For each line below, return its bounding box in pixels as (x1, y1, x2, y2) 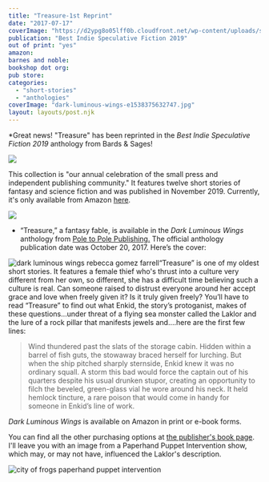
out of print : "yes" (8, 42, 78, 50)
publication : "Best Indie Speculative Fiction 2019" (8, 34, 188, 42)
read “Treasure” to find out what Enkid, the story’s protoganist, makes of (8, 301, 247, 310)
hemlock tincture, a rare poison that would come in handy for (27, 393, 230, 402)
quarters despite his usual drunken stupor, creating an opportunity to (27, 376, 256, 385)
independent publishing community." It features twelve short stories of (8, 178, 241, 187)
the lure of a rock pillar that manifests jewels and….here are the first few (8, 318, 246, 327)
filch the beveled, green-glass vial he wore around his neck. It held (27, 384, 248, 393)
